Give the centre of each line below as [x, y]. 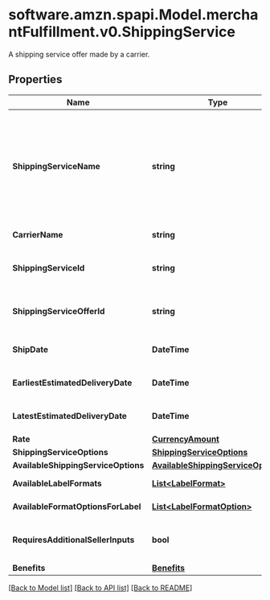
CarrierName [38, 234]
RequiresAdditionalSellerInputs [74, 540]
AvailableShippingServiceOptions [78, 465]
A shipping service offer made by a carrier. [79, 54]
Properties [35, 79]
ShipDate [30, 350]
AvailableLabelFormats [57, 483]
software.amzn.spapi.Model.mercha [133, 15]
